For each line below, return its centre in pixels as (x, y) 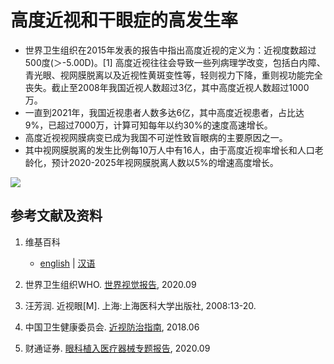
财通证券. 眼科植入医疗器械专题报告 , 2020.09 (117, 348)
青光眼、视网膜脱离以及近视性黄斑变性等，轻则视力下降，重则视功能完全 (173, 75)
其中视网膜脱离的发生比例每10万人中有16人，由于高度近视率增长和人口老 (174, 150)
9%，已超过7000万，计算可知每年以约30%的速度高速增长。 (148, 125)
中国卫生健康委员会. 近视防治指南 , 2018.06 (112, 327)
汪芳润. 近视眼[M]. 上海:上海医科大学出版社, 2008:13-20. (140, 305)
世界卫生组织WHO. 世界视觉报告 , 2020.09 (110, 284)
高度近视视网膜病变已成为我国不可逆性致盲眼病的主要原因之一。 (156, 137)
